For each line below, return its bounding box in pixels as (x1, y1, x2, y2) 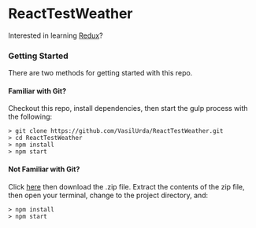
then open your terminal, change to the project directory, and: (8, 190, 209, 200)
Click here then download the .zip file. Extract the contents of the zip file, (8, 182, 245, 191)
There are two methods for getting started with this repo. (8, 68, 193, 78)
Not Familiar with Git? (8, 164, 80, 174)
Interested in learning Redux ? (8, 31, 104, 40)
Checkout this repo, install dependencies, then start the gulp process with (8, 104, 248, 113)
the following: (8, 112, 53, 122)
